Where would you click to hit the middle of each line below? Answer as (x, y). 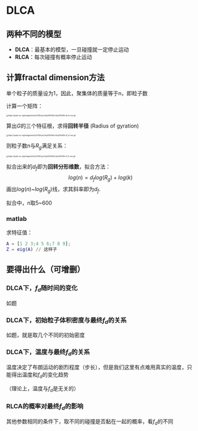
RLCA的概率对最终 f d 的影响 (45, 407)
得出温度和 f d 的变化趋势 (40, 375)
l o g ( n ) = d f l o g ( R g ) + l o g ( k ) (100, 178)
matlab (16, 218)
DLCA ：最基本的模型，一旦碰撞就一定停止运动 (72, 49)
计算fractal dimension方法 (55, 78)
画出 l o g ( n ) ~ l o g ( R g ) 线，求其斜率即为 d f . (53, 190)
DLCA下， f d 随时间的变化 (42, 289)
